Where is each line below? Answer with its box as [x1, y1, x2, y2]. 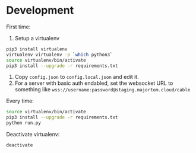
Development [6, 4, 74, 17]
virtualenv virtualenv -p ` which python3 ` [6, 52, 113, 58]
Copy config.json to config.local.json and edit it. [14, 74, 139, 81]
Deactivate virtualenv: [6, 131, 60, 138]
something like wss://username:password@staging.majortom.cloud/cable [14, 86, 191, 93]
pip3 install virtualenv [6, 46, 68, 52]
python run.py [6, 120, 42, 126]
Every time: [6, 97, 34, 104]
